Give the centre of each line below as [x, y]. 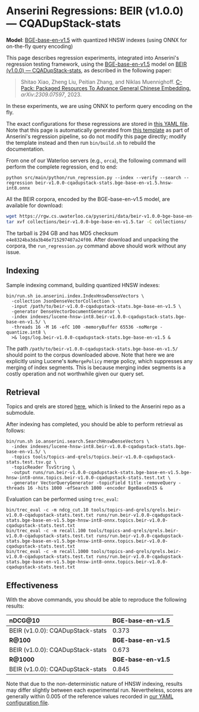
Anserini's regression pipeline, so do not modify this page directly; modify [96, 136]
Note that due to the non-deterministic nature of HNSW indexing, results [94, 684]
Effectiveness [32, 585]
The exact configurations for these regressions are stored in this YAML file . [98, 123]
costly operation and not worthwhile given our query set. [76, 374]
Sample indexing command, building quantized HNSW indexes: [83, 285]
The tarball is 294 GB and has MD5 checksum [62, 233]
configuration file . [28, 703]
